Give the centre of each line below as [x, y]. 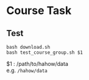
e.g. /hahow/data [27, 70]
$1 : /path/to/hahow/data [37, 64]
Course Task [39, 11]
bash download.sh [28, 47]
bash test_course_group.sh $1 [45, 53]
